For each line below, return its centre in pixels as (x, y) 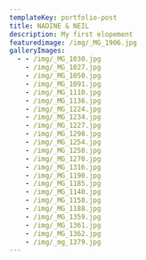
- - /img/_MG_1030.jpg (59, 59)
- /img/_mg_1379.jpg (63, 242)
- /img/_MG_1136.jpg (63, 101)
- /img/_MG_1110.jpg (63, 92)
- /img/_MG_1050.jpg (63, 76)
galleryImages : (37, 51)
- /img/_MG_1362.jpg (63, 233)
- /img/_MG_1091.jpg (63, 84)
